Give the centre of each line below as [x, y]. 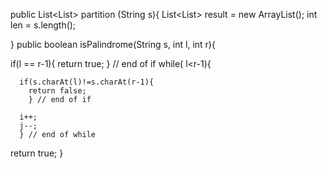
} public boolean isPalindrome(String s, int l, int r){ [113, 44]
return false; [57, 91]
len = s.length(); [43, 25]
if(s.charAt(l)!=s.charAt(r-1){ [87, 82]
